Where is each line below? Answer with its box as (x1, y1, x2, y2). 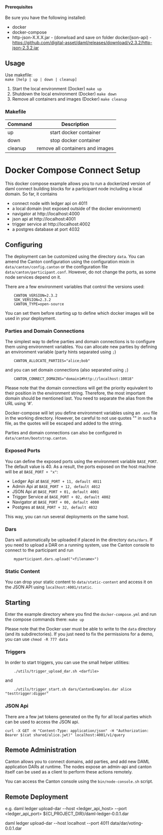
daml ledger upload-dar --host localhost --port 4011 (5, 820, 109, 826)
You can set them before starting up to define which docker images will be (5, 310, 154, 316)
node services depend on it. (5, 274, 61, 280)
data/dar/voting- (110, 820, 144, 826)
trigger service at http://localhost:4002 (12, 221, 91, 227)
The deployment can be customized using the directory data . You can (5, 254, 145, 260)
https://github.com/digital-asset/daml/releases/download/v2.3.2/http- (12, 40, 152, 46)
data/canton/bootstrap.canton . (5, 435, 68, 441)
